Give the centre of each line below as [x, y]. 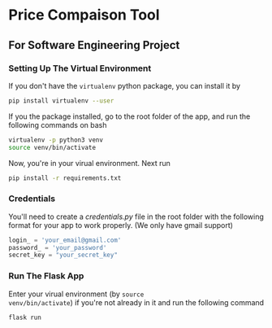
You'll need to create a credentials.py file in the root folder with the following [136, 216]
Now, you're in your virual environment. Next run [89, 163]
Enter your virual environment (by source [76, 294]
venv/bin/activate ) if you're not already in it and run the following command [136, 302]
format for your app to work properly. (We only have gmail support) [121, 225]
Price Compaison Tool [84, 15]
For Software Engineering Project [94, 45]
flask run [25, 317]
